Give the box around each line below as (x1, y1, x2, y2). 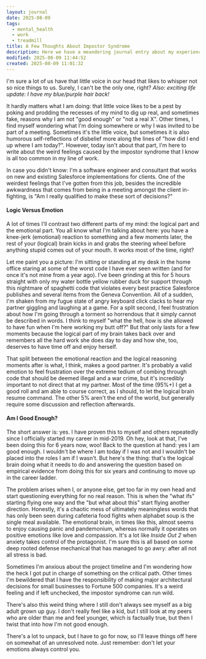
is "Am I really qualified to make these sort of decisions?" (28, 192, 173, 200)
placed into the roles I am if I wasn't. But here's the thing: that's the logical (6, 454, 194, 461)
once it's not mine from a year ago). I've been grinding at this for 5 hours (6, 271, 190, 278)
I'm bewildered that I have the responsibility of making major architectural (6, 575, 193, 583)
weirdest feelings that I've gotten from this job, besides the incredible (6, 179, 181, 187)
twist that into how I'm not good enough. (6, 620, 109, 628)
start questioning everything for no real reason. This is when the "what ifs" (6, 492, 195, 499)
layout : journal (6, 9, 48, 15)
